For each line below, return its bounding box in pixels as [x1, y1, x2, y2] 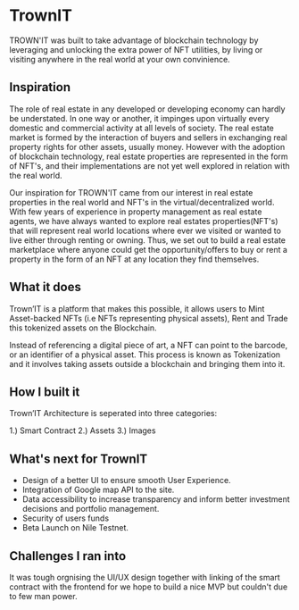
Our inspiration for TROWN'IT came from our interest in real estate [9, 187, 253, 197]
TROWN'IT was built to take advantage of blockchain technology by [9, 35, 259, 46]
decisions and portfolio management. [21, 504, 160, 514]
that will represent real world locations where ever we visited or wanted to [9, 225, 281, 236]
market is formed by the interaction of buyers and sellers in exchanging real [9, 131, 288, 143]
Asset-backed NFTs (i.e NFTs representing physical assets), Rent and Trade [9, 313, 288, 323]
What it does [9, 280, 82, 295]
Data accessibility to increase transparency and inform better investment [21, 494, 290, 505]
